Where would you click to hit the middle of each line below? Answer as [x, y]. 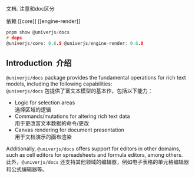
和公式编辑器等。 [27, 169]
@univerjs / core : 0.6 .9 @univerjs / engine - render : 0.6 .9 [75, 43]
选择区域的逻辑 [33, 110]
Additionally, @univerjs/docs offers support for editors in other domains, [93, 149]
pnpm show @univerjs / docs [38, 32]
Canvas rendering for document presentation [70, 130]
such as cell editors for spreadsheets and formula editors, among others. [95, 155]
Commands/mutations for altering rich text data [72, 116]
